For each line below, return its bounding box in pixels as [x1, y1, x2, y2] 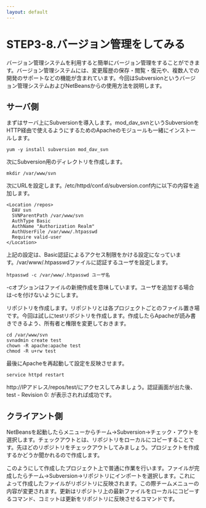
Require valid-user [12, 234, 62, 240]
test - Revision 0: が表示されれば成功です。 [6, 391, 115, 399]
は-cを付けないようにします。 [6, 291, 82, 299]
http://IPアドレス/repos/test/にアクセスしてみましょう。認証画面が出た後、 [6, 383, 196, 391]
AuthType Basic [12, 218, 51, 224]
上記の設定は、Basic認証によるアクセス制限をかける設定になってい [6, 251, 176, 259]
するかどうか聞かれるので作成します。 [6, 451, 103, 459]
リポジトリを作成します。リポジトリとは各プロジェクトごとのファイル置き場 [6, 305, 200, 312]
